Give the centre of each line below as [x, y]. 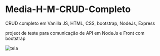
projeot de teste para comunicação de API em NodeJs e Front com [75, 33]
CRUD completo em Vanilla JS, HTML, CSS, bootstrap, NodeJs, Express [80, 23]
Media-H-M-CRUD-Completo [68, 9]
